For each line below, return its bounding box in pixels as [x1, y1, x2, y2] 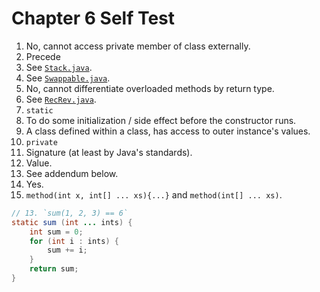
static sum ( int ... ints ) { [11, 217, 133, 227]
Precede [25, 50, 61, 62]
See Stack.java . [25, 61, 93, 73]
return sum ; [29, 264, 79, 274]
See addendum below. [25, 167, 119, 179]
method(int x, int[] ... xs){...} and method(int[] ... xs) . [25, 188, 283, 201]
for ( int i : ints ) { [29, 236, 119, 246]
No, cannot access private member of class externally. [25, 40, 251, 52]
